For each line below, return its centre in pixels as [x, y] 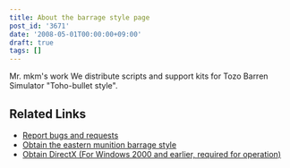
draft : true [31, 42]
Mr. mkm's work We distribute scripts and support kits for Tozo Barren [139, 76]
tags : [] [26, 51]
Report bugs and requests [70, 135]
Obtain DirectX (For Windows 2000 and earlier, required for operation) [152, 154]
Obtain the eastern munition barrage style [99, 145]
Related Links [48, 114]
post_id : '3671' [39, 26]
